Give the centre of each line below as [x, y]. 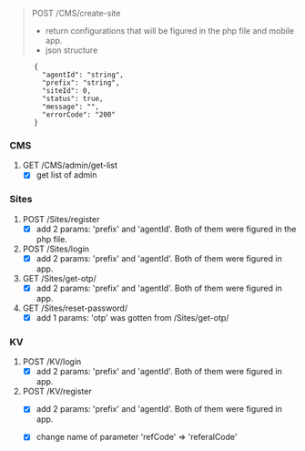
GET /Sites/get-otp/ [60, 278]
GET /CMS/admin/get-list [70, 165]
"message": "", [71, 107]
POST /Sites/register [61, 219]
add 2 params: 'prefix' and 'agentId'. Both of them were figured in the [166, 229]
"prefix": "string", [81, 83]
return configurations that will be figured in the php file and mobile [169, 31]
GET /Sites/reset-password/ [75, 308]
